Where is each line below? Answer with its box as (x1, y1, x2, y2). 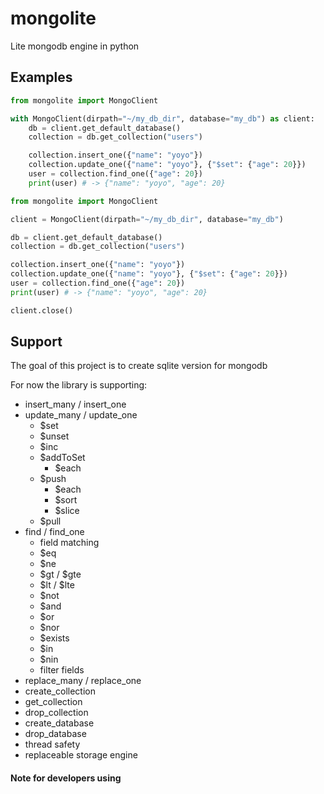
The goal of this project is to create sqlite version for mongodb (10, 360, 268, 372)
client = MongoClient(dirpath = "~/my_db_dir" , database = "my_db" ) (10, 214, 284, 224)
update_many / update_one (24, 409, 138, 421)
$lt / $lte (39, 579, 75, 591)
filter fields (39, 664, 85, 676)
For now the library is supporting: (10, 379, 148, 391)
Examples (10, 69, 73, 86)
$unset (39, 430, 70, 442)
